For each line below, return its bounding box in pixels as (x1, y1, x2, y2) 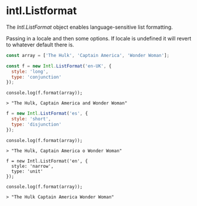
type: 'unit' (11, 168, 44, 174)
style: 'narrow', (11, 163, 54, 169)
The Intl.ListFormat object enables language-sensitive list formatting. (6, 23, 173, 31)
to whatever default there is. (6, 41, 75, 48)
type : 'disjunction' (11, 121, 62, 127)
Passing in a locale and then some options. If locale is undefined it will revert (6, 35, 192, 42)
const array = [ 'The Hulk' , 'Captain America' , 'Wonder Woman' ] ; (6, 52, 169, 58)
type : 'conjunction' (11, 74, 62, 80)
